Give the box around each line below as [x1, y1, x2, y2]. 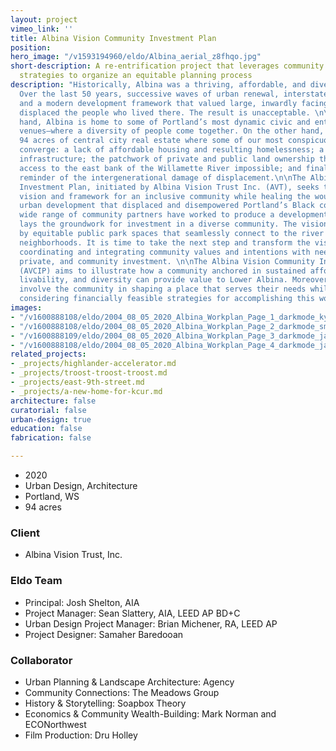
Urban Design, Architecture [24, 480, 138, 491]
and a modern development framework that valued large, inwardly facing [19, 98, 329, 108]
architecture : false [10, 396, 97, 406]
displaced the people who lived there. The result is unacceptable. [19, 107, 311, 118]
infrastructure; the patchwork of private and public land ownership [19, 154, 315, 164]
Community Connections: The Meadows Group [24, 686, 220, 698]
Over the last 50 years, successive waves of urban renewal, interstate [19, 89, 329, 99]
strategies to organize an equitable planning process [19, 71, 253, 81]
